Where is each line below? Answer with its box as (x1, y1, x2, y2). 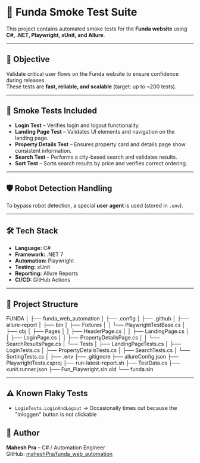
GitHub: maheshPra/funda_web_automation (6, 450, 113, 457)
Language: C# (14, 245, 51, 252)
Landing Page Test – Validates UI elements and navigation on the (14, 128, 175, 135)
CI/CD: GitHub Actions (14, 276, 70, 283)
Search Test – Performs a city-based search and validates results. (14, 153, 177, 160)
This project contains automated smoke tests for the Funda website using (6, 25, 187, 32)
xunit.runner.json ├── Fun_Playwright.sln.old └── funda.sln (6, 366, 154, 372)
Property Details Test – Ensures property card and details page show (14, 140, 186, 148)
